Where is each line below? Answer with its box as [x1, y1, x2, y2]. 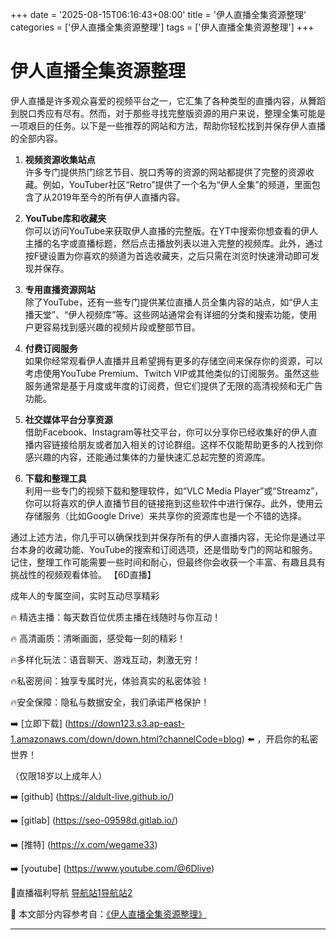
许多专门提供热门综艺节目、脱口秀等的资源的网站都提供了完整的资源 [24, 166, 306, 178]
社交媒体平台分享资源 [24, 413, 113, 425]
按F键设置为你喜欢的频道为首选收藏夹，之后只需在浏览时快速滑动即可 [24, 249, 312, 262]
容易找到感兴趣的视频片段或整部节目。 [42, 321, 201, 333]
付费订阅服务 [24, 342, 78, 354]
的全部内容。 [10, 132, 63, 144]
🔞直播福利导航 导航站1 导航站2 [10, 886, 133, 898]
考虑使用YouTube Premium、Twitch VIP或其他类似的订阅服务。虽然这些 [24, 367, 320, 379]
